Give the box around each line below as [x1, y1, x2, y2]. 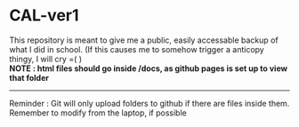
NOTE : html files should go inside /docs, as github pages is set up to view [9, 63, 287, 74]
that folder [9, 72, 49, 83]
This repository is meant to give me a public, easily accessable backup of [9, 35, 279, 45]
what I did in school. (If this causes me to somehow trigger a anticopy [9, 44, 264, 54]
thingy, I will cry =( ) [9, 53, 83, 64]
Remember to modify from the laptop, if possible [9, 107, 187, 118]
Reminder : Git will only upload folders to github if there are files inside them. [9, 98, 290, 108]
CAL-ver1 [9, 5, 79, 26]
